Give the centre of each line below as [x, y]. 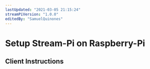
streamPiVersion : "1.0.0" [32, 14]
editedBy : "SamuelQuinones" [34, 19]
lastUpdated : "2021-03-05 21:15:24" [43, 10]
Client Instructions [34, 61]
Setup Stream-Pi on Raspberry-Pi [75, 43]
